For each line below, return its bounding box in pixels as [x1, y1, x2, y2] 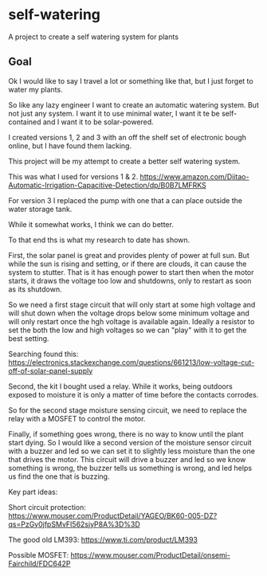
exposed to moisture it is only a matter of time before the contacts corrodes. [8, 390, 259, 399]
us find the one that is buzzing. [8, 472, 110, 481]
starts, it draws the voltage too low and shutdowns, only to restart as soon [8, 276, 252, 285]
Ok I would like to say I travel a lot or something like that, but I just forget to [8, 76, 253, 85]
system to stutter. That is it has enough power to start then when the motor [8, 267, 254, 276]
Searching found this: [8, 349, 79, 359]
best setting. [8, 333, 49, 343]
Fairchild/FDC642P [8, 558, 71, 568]
